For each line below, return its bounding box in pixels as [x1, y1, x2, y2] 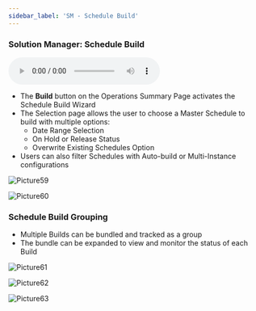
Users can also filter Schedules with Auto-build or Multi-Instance [19, 151, 237, 161]
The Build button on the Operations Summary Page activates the [19, 90, 236, 101]
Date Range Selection [31, 125, 105, 135]
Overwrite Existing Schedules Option [31, 142, 155, 152]
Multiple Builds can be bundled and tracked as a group [19, 229, 203, 239]
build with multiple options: [19, 116, 111, 126]
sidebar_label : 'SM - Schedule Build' [8, 11, 139, 20]
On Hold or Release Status [31, 134, 120, 144]
